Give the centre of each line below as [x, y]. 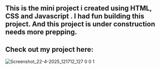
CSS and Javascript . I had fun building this [75, 16]
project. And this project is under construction [80, 24]
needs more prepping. [41, 32]
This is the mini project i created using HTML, [78, 8]
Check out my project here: [49, 49]
